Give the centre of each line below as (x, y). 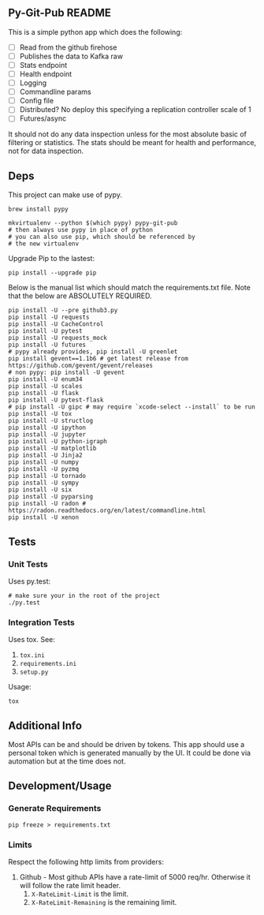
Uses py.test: (30, 581)
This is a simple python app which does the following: (95, 32)
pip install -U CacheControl (56, 324)
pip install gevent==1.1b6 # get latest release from (99, 359)
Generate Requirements (55, 809)
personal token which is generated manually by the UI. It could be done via (129, 753)
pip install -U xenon (44, 517)
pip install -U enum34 (45, 379)
